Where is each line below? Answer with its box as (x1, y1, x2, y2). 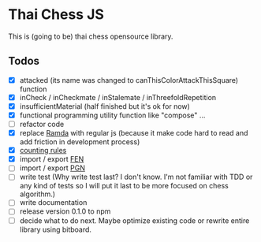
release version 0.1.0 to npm (19, 207, 111, 216)
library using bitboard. (19, 225, 92, 234)
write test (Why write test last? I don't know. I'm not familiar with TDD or (19, 172, 253, 182)
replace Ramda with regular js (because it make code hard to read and (19, 128, 248, 138)
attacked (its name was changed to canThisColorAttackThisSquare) (19, 75, 239, 84)
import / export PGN (19, 163, 85, 173)
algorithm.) (19, 189, 56, 199)
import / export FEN (19, 155, 84, 164)
